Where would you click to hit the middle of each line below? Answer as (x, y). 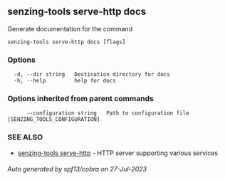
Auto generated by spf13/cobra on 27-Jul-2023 (77, 169)
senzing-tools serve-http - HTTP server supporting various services (118, 153)
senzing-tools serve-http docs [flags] (67, 42)
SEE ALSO (25, 137)
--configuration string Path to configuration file (108, 113)
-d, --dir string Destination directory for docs (92, 75)
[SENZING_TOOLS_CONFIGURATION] (54, 120)
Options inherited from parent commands (81, 99)
